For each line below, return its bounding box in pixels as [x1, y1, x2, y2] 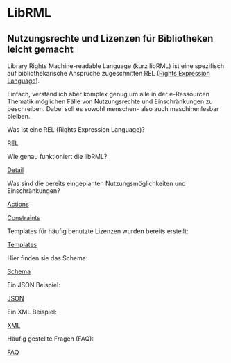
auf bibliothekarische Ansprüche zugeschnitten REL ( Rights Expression [7, 69, 210, 77]
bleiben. [7, 112, 31, 120]
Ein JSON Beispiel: [7, 281, 60, 289]
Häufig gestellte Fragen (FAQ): [7, 335, 94, 343]
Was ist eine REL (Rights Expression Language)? [7, 126, 146, 133]
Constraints [7, 214, 40, 221]
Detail [7, 166, 24, 174]
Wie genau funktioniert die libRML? [7, 153, 108, 160]
